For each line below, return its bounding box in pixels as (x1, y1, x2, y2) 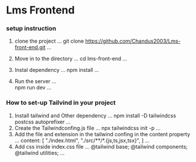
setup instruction (6, 25, 57, 33)
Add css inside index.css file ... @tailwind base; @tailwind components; (14, 143, 188, 150)
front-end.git (14, 44, 46, 51)
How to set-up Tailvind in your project (6, 99, 116, 107)
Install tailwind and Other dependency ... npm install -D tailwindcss (14, 112, 176, 119)
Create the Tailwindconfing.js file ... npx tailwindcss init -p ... (14, 124, 161, 132)
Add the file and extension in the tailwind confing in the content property (14, 130, 191, 137)
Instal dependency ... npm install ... (14, 67, 99, 74)
